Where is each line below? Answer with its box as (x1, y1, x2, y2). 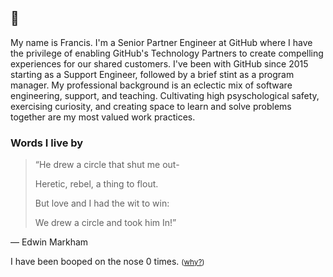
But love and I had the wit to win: (34, 197, 170, 210)
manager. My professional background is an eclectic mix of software (10, 79, 293, 91)
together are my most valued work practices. (10, 111, 196, 123)
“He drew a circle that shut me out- (34, 159, 180, 171)
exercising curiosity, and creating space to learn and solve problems (10, 100, 292, 112)
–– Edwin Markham (10, 236, 89, 248)
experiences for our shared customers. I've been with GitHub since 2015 (10, 57, 309, 70)
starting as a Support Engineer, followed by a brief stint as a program (10, 68, 295, 80)
